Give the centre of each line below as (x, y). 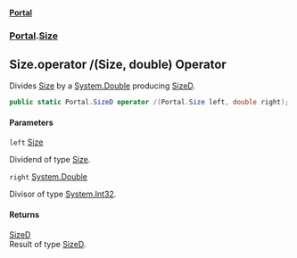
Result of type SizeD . (48, 244)
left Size (26, 142)
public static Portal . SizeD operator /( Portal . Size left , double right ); (149, 103)
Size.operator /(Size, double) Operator (118, 64)
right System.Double (48, 177)
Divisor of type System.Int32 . (63, 194)
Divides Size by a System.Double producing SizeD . (103, 86)
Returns (25, 215)
